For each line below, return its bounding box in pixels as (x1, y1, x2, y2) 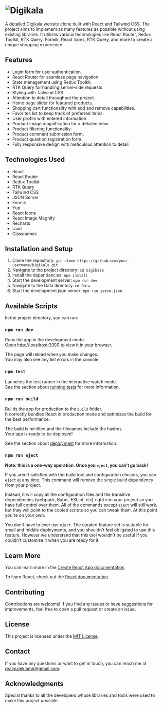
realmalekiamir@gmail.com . (5, 666, 61, 671)
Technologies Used (5, 156, 65, 164)
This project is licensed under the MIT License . (5, 633, 99, 639)
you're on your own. (5, 512, 45, 518)
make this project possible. (5, 698, 59, 704)
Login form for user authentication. (12, 69, 82, 75)
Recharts (12, 220, 31, 226)
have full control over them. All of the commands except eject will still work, (5, 502, 158, 508)
